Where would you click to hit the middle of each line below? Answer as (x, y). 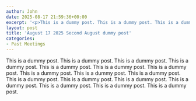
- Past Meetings (26, 44)
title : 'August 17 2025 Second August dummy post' (69, 33)
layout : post (22, 28)
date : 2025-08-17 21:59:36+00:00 (47, 17)
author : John (22, 11)
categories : (20, 39)
